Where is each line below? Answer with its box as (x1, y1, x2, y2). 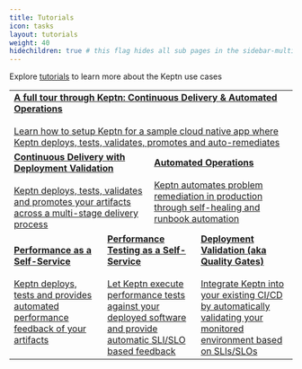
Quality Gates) (200, 255, 264, 268)
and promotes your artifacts (13, 196, 132, 208)
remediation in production (154, 190, 263, 203)
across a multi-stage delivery (13, 207, 139, 220)
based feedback (107, 345, 176, 357)
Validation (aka (200, 244, 267, 257)
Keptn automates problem (154, 179, 263, 191)
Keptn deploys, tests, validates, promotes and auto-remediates (13, 136, 280, 149)
